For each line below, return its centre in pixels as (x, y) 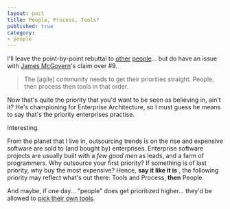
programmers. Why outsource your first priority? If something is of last (107, 163)
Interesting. (23, 128)
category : (21, 33)
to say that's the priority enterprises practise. (71, 115)
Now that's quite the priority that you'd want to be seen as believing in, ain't (114, 100)
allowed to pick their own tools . (51, 198)
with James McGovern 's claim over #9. (62, 66)
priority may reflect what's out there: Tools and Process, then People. (106, 178)
